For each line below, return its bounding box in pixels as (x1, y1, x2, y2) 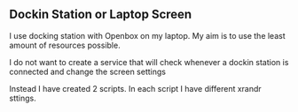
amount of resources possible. (9, 40, 122, 50)
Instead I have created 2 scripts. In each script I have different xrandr (9, 83, 262, 93)
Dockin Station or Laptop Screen (9, 7, 192, 22)
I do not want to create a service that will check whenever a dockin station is (9, 56, 289, 67)
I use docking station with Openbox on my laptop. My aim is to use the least (9, 30, 286, 41)
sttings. (9, 93, 37, 103)
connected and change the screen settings (9, 66, 167, 77)
